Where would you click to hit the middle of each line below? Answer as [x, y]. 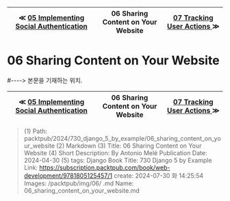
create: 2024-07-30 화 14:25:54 [159, 175]
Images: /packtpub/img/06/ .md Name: [79, 183]
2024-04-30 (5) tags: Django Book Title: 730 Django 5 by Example [118, 160]
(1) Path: [36, 131]
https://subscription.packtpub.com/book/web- [105, 167]
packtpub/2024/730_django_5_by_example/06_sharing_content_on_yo [122, 138]
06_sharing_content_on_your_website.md [82, 190]
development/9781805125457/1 [68, 175]
